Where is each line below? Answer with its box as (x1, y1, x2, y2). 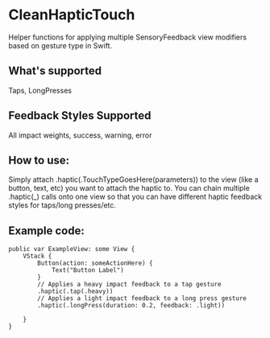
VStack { (23, 252, 52, 261)
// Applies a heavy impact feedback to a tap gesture (37, 280, 222, 289)
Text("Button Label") (51, 266, 125, 274)
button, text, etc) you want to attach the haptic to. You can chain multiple (8, 183, 250, 193)
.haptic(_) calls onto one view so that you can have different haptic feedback (8, 192, 263, 202)
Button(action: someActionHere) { (37, 259, 153, 267)
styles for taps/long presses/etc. (8, 200, 117, 210)
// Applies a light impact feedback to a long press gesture (37, 295, 247, 303)
